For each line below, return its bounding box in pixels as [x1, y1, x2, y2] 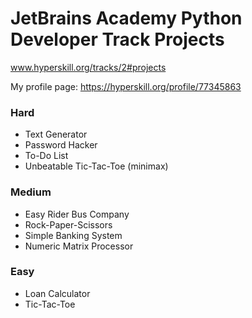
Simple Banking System [24, 229, 123, 241]
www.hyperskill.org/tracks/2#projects [10, 61, 167, 73]
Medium [10, 185, 52, 199]
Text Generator [24, 128, 88, 141]
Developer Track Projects [10, 28, 225, 51]
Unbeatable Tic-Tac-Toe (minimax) [24, 160, 169, 172]
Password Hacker [24, 139, 98, 151]
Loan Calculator [24, 287, 91, 299]
